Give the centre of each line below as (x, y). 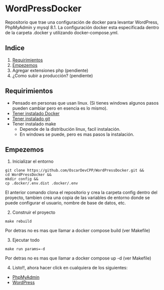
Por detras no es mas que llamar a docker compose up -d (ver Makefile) (78, 258)
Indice (15, 48)
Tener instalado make (34, 124)
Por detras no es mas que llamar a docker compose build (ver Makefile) (78, 231)
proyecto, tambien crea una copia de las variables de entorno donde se (78, 198)
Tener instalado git (31, 118)
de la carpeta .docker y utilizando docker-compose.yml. (62, 32)
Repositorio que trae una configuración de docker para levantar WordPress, (82, 22)
